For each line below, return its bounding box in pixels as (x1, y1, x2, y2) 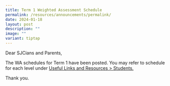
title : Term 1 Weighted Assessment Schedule (5, 7, 102, 13)
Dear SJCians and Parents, (5, 49, 63, 56)
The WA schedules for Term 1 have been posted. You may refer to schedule (5, 60, 165, 66)
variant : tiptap (5, 36, 40, 41)
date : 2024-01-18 (5, 17, 43, 22)
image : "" (5, 31, 27, 36)
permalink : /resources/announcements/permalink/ (5, 12, 111, 17)
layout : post (5, 21, 33, 27)
